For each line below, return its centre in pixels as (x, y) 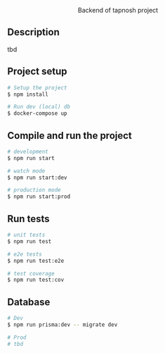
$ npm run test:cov (36, 280)
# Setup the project (38, 87)
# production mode (34, 190)
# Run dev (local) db (39, 107)
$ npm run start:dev (38, 178)
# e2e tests (25, 254)
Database (29, 302)
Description (33, 32)
